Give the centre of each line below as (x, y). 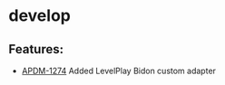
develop (40, 16)
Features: (36, 49)
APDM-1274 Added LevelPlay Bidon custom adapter (119, 71)
